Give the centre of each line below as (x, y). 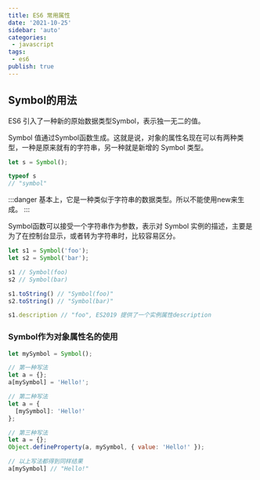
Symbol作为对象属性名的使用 (63, 337)
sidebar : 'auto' (34, 30)
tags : (17, 52)
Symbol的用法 (43, 100)
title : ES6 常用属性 (39, 15)
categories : (27, 37)
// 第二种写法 (28, 397)
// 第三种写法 (28, 433)
